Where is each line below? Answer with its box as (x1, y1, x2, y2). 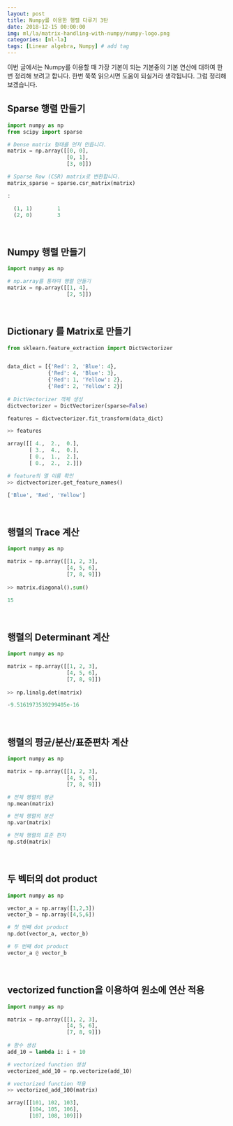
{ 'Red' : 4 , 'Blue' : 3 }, (47, 370, 117, 377)
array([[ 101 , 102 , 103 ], (7, 1099, 80, 1106)
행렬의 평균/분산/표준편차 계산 (7, 736, 129, 748)
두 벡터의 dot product (7, 873, 98, 885)
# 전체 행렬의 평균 (7, 793, 54, 800)
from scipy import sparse (7, 128, 82, 135)
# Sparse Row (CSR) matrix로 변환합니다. (7, 173, 121, 181)
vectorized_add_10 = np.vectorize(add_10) (7, 1067, 133, 1075)
